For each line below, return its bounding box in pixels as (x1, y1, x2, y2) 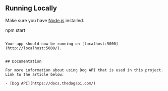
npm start (5, 27, 26, 33)
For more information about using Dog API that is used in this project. (5, 67, 164, 72)
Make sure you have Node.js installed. (5, 17, 85, 23)
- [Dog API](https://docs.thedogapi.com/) (5, 80, 96, 86)
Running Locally (5, 4, 57, 13)
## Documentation (5, 59, 42, 64)
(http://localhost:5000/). (5, 45, 62, 51)
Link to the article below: (5, 72, 65, 77)
